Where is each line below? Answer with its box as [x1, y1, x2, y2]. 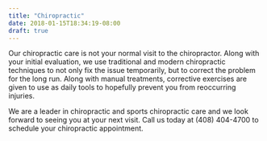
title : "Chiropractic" [8, 11, 85, 20]
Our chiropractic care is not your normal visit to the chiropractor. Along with [8, 49, 260, 58]
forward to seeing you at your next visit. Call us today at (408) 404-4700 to [8, 115, 260, 125]
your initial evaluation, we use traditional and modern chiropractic [8, 57, 226, 66]
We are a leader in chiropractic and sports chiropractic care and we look [8, 107, 248, 116]
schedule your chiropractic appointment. [8, 123, 144, 133]
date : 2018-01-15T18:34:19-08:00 [8, 19, 121, 27]
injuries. [8, 91, 35, 101]
